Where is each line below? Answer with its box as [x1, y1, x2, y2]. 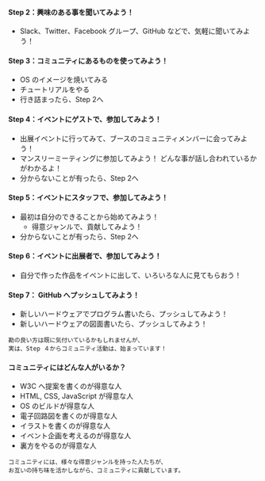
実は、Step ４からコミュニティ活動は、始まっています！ [8, 345, 167, 353]
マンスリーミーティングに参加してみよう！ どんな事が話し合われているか [19, 153, 258, 162]
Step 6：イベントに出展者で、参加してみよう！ [8, 251, 162, 261]
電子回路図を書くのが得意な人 [19, 411, 117, 421]
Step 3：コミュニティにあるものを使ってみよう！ [8, 55, 169, 65]
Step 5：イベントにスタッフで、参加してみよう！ [8, 193, 169, 202]
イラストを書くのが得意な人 [19, 421, 111, 431]
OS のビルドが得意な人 [19, 401, 95, 411]
